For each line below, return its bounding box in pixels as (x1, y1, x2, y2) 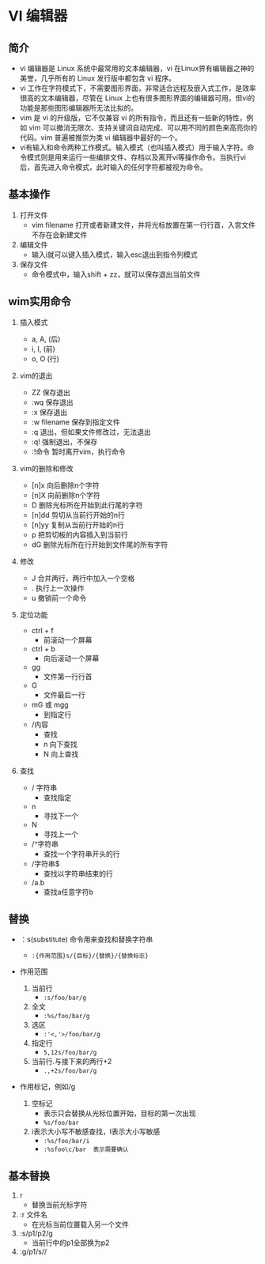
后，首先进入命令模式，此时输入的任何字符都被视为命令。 (19, 163, 207, 172)
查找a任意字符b (43, 887, 93, 896)
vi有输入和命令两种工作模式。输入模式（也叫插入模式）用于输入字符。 (19, 143, 248, 152)
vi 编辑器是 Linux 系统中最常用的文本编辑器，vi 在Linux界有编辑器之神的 (19, 64, 255, 73)
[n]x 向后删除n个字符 (31, 480, 100, 490)
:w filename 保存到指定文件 (31, 417, 120, 427)
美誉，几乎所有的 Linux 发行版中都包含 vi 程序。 (19, 74, 176, 83)
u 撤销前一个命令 (31, 593, 87, 602)
